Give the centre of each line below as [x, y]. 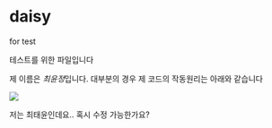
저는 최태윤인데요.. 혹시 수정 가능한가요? [79, 115]
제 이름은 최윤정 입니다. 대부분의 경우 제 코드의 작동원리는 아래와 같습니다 [136, 79]
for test [22, 41]
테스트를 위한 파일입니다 [52, 59]
